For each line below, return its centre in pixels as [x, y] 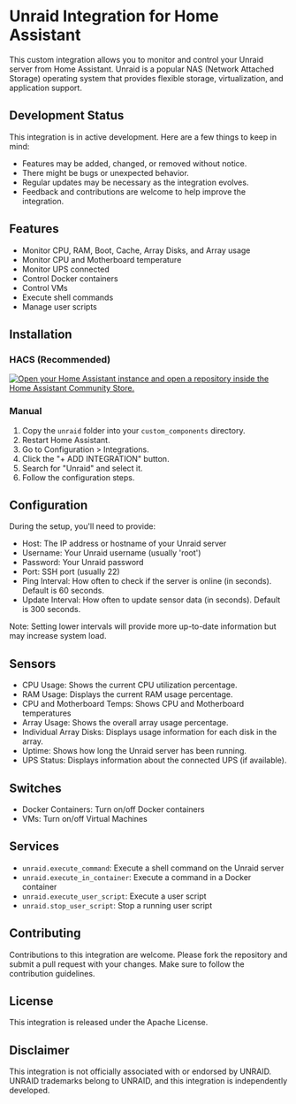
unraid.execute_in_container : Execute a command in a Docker [137, 877]
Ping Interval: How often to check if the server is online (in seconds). [147, 581]
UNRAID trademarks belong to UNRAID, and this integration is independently [148, 1081]
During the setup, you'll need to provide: [83, 526]
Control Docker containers [70, 278]
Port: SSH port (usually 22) [71, 571]
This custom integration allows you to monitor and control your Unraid [137, 59]
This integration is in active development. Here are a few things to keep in [143, 137]
